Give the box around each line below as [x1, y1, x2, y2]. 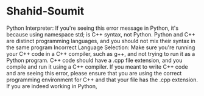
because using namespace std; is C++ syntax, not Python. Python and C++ [6, 30, 196, 38]
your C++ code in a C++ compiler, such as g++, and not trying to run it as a [6, 50, 195, 57]
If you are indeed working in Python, [6, 82, 97, 89]
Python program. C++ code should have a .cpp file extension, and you [6, 57, 183, 64]
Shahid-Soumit [6, 4, 85, 18]
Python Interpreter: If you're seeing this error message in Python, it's [6, 24, 178, 32]
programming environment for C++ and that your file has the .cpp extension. [6, 76, 198, 83]
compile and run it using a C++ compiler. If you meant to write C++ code [6, 63, 188, 70]
